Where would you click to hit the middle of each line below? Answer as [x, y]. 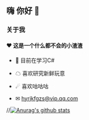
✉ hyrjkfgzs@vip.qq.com [46, 98]
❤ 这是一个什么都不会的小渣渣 [44, 45]
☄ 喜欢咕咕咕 [32, 86]
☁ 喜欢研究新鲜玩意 [40, 73]
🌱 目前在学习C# [35, 60]
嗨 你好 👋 [23, 11]
